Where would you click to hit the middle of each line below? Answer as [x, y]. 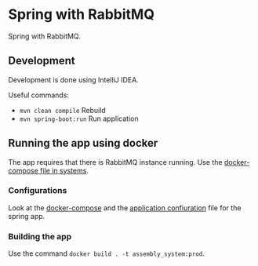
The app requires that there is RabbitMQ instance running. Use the [115, 162]
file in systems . [64, 170]
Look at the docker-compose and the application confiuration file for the [125, 208]
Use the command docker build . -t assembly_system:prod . [107, 253]
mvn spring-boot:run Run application [79, 118]
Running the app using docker [83, 143]
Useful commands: [38, 95]
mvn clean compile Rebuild [62, 110]
